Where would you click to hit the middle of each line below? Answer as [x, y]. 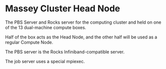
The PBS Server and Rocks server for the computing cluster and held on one [83, 22]
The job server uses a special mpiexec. [45, 61]
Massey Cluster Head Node [63, 9]
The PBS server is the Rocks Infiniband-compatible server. [65, 52]
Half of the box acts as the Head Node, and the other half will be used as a [81, 37]
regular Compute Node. [29, 42]
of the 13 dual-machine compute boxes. [46, 27]
